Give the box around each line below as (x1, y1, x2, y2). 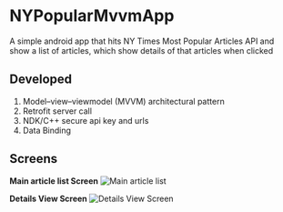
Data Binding (22, 125, 71, 136)
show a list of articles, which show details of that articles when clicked (9, 45, 274, 56)
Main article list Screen (9, 175, 98, 187)
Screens (9, 151, 57, 167)
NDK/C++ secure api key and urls (22, 115, 149, 126)
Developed (9, 72, 73, 87)
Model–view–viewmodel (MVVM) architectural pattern (22, 96, 225, 106)
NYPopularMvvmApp (9, 5, 175, 26)
